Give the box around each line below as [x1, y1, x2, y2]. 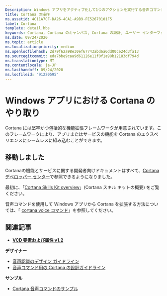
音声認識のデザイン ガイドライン [12, 258, 80, 264]
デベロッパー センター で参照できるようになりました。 [5, 174, 115, 180]
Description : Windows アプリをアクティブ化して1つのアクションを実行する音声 [5, 7, 150, 12]
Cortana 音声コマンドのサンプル [12, 286, 79, 292]
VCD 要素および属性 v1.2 [12, 237, 64, 243]
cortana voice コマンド [21, 207, 69, 213]
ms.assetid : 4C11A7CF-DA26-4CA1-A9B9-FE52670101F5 [5, 16, 112, 21]
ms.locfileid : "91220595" [5, 72, 59, 77]
